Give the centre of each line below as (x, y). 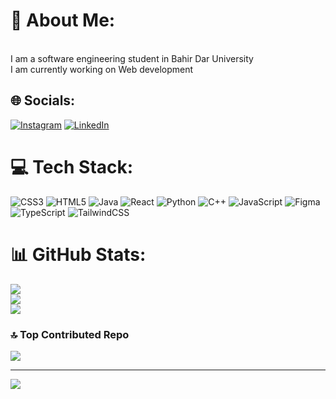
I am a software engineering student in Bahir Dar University (132, 58)
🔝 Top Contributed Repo (70, 334)
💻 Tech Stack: (72, 166)
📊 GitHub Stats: (78, 254)
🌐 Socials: (43, 100)
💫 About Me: (63, 20)
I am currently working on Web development (102, 69)
